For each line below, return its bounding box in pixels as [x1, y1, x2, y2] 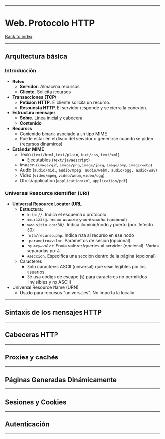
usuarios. [27, 269, 46, 274]
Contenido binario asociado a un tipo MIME [19, 131, 107, 137]
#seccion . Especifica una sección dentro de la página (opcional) [27, 253, 156, 259]
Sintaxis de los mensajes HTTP [5, 308, 102, 317]
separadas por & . [27, 247, 61, 253]
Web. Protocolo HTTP [5, 18, 95, 28]
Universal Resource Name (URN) [12, 284, 79, 290]
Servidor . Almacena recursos [19, 83, 80, 89]
